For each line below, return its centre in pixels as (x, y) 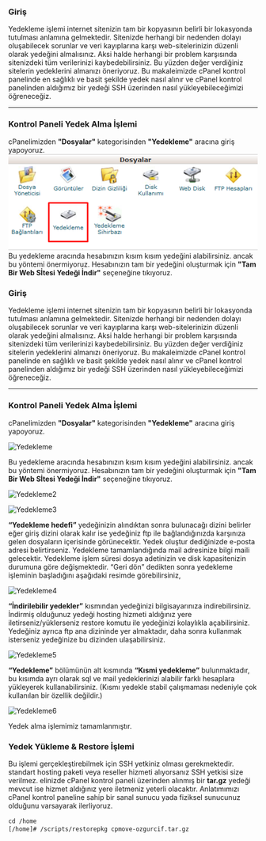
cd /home (23, 821)
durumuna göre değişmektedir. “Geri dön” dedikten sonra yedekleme (121, 566)
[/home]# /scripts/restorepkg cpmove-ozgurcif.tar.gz (99, 829)
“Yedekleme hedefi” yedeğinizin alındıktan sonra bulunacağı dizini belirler (130, 525)
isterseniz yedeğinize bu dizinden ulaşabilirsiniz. (87, 639)
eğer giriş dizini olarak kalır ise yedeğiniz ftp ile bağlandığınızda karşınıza (127, 533)
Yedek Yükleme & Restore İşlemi (71, 746)
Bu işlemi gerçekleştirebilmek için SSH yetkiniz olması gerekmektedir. (121, 763)
